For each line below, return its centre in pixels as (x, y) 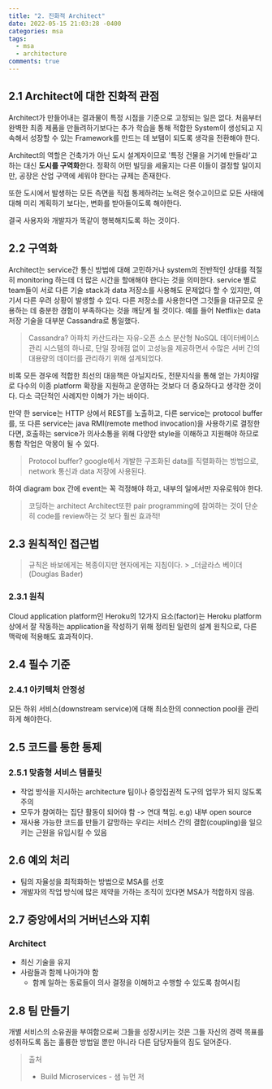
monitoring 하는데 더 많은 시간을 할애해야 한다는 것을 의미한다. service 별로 (137, 280)
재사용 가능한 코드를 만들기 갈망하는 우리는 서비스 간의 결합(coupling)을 (134, 822)
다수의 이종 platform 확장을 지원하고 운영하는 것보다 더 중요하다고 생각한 (131, 385)
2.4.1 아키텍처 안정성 (47, 689)
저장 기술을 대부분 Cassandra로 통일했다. (74, 320)
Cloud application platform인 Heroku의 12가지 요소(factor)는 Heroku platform (135, 616)
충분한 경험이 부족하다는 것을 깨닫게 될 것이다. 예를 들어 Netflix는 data (150, 310)
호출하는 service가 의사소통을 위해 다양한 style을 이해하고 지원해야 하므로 (142, 433)
